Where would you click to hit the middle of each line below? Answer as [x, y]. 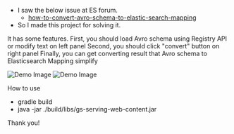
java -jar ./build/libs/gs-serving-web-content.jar [87, 109]
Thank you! [24, 123]
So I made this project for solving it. [69, 25]
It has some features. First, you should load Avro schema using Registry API [117, 39]
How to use [24, 88]
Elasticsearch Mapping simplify [53, 61]
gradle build [35, 102]
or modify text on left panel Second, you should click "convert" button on [113, 46]
